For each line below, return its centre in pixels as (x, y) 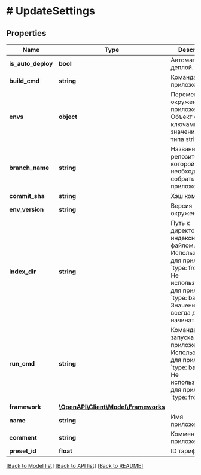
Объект (181, 117)
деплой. (182, 67)
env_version (27, 209)
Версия (181, 206)
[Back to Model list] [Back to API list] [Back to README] (75, 466)
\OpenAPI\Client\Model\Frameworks (112, 407)
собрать (182, 179)
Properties (26, 33)
